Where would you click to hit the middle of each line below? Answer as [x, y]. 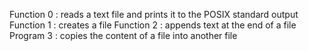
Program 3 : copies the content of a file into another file [123, 35]
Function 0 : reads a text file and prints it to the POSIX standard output [154, 14]
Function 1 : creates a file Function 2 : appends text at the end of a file [153, 25]
